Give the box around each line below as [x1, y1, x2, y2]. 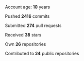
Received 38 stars [5, 32, 42, 37]
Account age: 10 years [5, 4, 50, 10]
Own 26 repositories [5, 41, 46, 47]
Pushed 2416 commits [5, 13, 50, 19]
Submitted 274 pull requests [5, 23, 62, 28]
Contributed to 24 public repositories [5, 50, 79, 56]
